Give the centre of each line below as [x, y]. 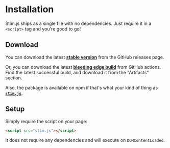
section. [14, 78]
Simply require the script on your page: [46, 121]
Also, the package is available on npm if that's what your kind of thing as [82, 87]
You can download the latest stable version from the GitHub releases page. [85, 57]
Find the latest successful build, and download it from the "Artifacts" [77, 72]
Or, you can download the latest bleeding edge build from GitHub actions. [83, 67]
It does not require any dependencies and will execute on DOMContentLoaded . [85, 140]
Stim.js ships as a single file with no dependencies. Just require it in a [78, 23]
